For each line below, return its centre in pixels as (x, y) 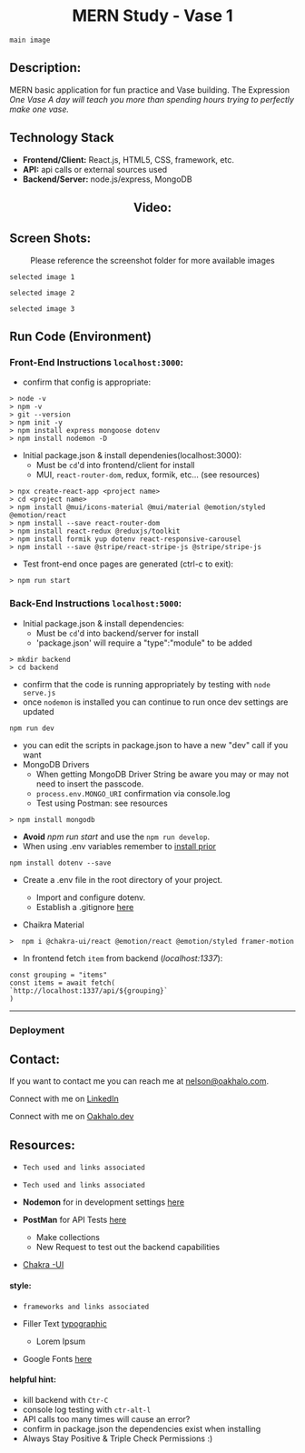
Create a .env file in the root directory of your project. (123, 879)
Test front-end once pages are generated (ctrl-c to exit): (128, 564)
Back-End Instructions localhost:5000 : (96, 604)
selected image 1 (42, 277)
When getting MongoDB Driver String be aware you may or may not (162, 774)
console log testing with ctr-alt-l (87, 1409)
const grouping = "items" (58, 975)
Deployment (37, 1030)
